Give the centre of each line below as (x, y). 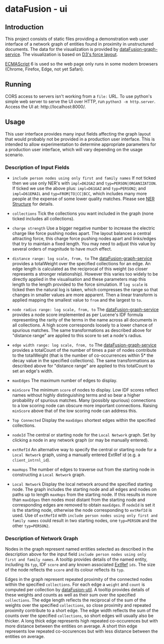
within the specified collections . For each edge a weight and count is (75, 585)
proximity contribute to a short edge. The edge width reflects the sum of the (82, 611)
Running (18, 84)
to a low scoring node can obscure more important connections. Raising (85, 405)
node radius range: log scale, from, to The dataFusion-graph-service (85, 309)
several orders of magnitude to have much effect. (62, 249)
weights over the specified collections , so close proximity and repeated (78, 605)
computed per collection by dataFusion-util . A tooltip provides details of (77, 590)
